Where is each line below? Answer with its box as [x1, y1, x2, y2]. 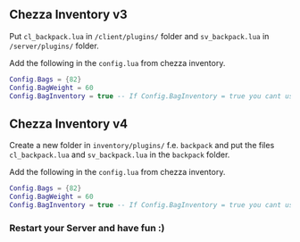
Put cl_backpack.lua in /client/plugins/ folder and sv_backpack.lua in [9, 30, 270, 41]
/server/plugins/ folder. [9, 40, 100, 51]
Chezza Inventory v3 [9, 7, 128, 22]
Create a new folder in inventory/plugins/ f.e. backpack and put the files [9, 140, 275, 151]
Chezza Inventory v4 [9, 116, 128, 131]
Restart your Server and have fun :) [9, 221, 165, 234]
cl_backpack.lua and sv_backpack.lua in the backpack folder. [9, 149, 230, 160]
